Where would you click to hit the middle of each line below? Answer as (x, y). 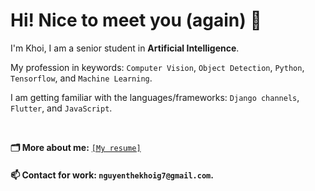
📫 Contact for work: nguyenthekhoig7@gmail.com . (112, 175)
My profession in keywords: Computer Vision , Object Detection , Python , (157, 67)
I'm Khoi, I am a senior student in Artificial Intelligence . (125, 48)
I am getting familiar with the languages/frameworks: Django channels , (155, 97)
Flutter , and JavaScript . (61, 108)
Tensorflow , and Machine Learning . (81, 78)
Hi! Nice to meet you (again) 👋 (136, 20)
